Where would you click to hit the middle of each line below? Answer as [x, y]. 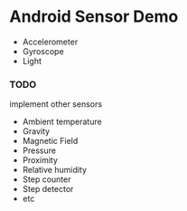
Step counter [47, 179]
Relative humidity [55, 170]
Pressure [39, 150]
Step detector [48, 189]
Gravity [36, 131]
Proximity [40, 160]
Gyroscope [43, 51]
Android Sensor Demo [94, 17]
